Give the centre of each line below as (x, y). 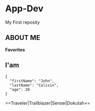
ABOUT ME (23, 38)
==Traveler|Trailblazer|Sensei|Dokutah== (48, 103)
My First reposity (23, 22)
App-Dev (24, 9)
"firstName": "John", (32, 81)
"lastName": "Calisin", (34, 85)
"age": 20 (20, 89)
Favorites (15, 49)
